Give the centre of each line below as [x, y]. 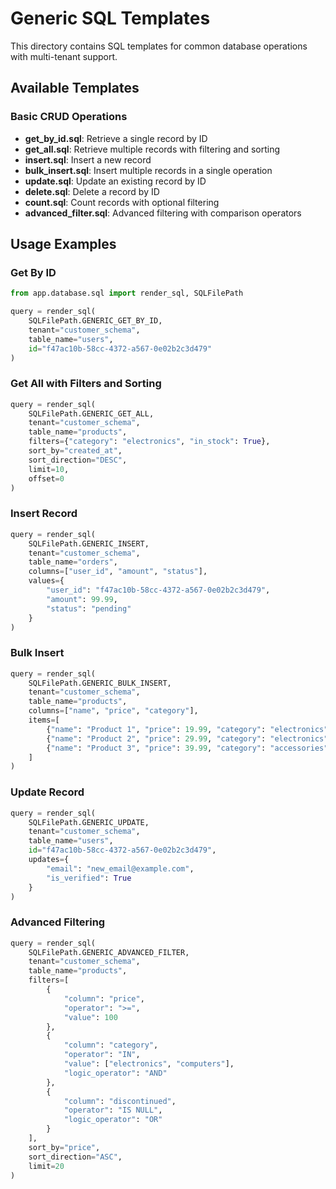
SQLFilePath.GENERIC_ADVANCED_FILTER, [109, 952]
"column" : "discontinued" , [120, 1101]
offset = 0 [46, 478]
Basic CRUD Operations [69, 117]
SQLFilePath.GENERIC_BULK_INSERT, [100, 683]
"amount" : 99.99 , [82, 599]
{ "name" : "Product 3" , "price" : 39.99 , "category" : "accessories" [187, 748]
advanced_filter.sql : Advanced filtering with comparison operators [163, 213]
